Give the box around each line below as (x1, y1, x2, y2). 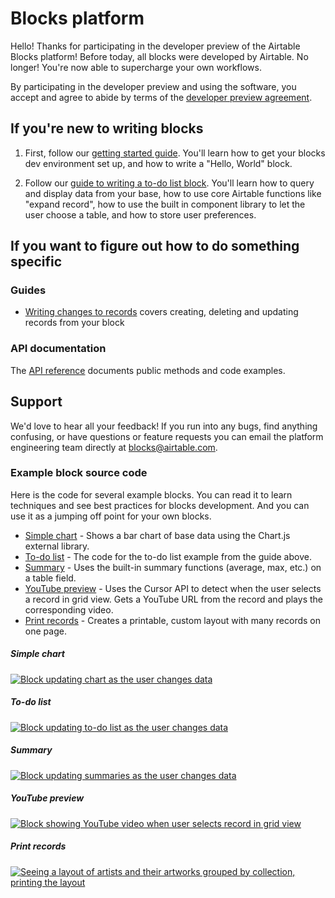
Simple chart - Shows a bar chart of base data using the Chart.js (24, 529, 291, 541)
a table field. (24, 572, 77, 584)
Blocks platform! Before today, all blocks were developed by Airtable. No (10, 50, 309, 62)
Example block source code (10, 466, 148, 480)
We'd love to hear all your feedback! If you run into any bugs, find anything (10, 420, 318, 432)
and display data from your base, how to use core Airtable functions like (24, 187, 322, 199)
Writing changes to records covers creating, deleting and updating (24, 306, 299, 318)
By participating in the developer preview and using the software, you (10, 80, 297, 92)
